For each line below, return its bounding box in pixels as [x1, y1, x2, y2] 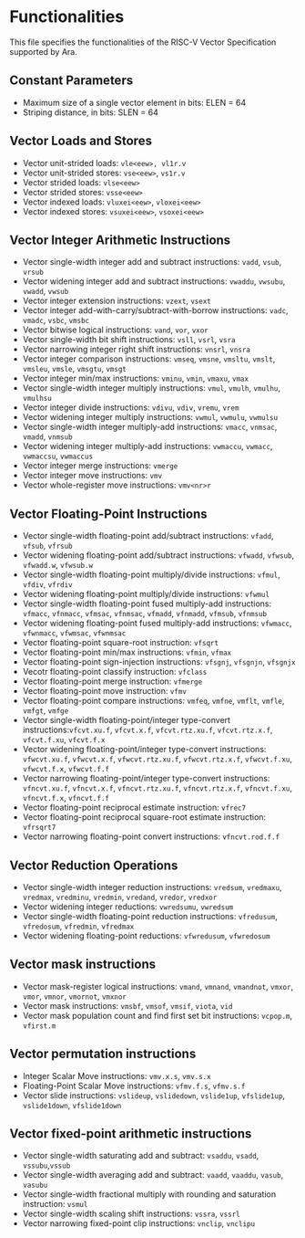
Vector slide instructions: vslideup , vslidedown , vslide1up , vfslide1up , [22, 1089, 285, 1101]
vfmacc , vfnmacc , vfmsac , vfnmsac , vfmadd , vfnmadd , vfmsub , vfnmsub [22, 608, 267, 619]
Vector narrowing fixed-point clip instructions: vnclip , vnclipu [22, 1218, 256, 1229]
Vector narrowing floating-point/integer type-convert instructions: [22, 773, 270, 784]
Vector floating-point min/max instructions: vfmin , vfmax [22, 646, 232, 658]
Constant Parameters [9, 73, 134, 89]
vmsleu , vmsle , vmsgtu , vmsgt [22, 363, 127, 374]
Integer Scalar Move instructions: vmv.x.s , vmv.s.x [22, 1070, 211, 1081]
